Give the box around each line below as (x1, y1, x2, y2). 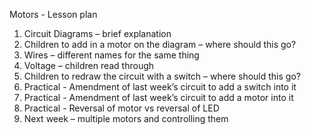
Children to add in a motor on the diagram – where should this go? (23, 39, 297, 50)
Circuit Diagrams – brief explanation (23, 28, 172, 39)
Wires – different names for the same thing (23, 49, 200, 61)
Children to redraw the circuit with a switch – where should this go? (23, 70, 301, 82)
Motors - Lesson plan (9, 9, 98, 20)
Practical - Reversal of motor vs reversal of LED (23, 102, 220, 114)
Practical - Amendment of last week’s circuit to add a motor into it (23, 92, 294, 103)
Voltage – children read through (23, 60, 155, 71)
